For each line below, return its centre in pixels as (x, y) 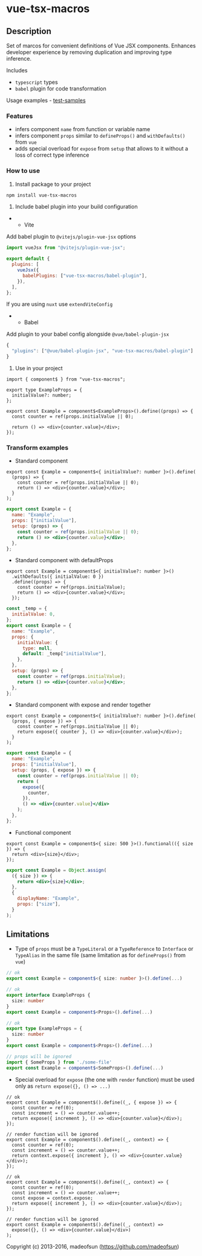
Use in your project (39, 368)
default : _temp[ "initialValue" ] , (64, 654)
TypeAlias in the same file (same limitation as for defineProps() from (100, 956)
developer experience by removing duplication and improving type (89, 52)
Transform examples (37, 448)
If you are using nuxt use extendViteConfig (60, 304)
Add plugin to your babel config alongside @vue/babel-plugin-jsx (88, 334)
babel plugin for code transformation (61, 89)
